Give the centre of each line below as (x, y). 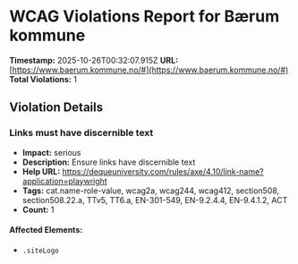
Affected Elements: (46, 230)
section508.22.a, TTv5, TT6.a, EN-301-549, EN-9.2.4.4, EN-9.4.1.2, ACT (155, 200)
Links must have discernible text (81, 133)
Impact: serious (51, 152)
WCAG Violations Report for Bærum (145, 17)
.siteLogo (41, 251)
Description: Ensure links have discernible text (109, 162)
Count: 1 (38, 209)
